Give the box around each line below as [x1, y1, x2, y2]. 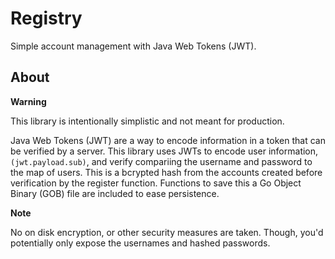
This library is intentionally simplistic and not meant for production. [10, 115, 285, 127]
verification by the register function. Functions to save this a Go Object [10, 177, 302, 189]
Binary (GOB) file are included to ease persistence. [10, 187, 220, 199]
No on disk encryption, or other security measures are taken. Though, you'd [10, 226, 324, 238]
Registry [10, 7, 83, 30]
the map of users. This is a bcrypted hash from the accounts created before [10, 166, 323, 178]
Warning [10, 95, 47, 107]
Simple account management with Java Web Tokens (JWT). [10, 40, 257, 52]
